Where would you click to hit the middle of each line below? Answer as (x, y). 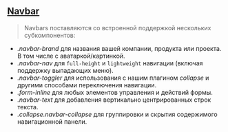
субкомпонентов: (50, 35)
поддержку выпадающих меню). (65, 70)
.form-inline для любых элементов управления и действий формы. (115, 92)
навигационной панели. (52, 121)
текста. (28, 107)
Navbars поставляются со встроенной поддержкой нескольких (117, 27)
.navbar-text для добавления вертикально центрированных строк (114, 100)
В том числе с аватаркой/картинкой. (71, 56)
